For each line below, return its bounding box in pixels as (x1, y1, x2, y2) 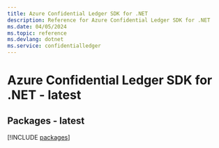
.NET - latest (7, 88, 82, 103)
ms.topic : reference (7, 29, 68, 37)
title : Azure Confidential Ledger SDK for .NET (7, 10, 149, 17)
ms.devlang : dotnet (7, 36, 64, 43)
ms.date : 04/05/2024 (7, 23, 68, 30)
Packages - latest (7, 115, 85, 126)
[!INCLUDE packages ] (7, 133, 70, 141)
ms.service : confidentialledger (7, 42, 101, 49)
